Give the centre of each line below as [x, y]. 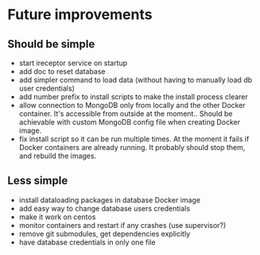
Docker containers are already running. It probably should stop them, [132, 147]
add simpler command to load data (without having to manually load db [136, 80]
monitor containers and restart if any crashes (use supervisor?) [122, 225]
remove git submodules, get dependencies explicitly [105, 234]
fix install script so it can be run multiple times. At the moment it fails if [134, 139]
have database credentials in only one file [87, 242]
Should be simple [51, 44]
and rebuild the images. [58, 156]
